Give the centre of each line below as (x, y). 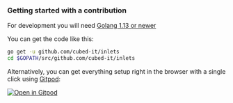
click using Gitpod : (34, 79)
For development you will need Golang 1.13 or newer (82, 26)
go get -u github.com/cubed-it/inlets (63, 52)
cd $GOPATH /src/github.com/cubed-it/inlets (71, 58)
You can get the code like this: (50, 39)
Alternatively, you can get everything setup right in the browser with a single (116, 72)
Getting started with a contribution (67, 10)
